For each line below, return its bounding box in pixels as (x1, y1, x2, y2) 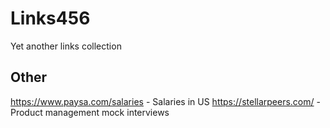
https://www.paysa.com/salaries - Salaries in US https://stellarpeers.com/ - (10, 95, 321, 107)
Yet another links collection (10, 40, 122, 52)
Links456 (10, 7, 91, 30)
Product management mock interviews (10, 106, 170, 118)
